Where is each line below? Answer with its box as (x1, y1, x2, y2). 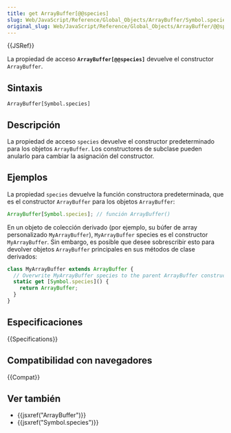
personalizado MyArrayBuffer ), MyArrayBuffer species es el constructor (7, 230, 208, 238)
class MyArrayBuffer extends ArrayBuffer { (7, 265, 134, 272)
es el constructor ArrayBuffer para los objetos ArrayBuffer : (7, 197, 175, 206)
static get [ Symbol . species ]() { (13, 278, 109, 285)
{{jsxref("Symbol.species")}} (16, 419, 99, 427)
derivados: (7, 252, 38, 260)
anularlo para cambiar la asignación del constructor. (7, 152, 155, 160)
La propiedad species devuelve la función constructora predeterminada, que (7, 190, 224, 198)
